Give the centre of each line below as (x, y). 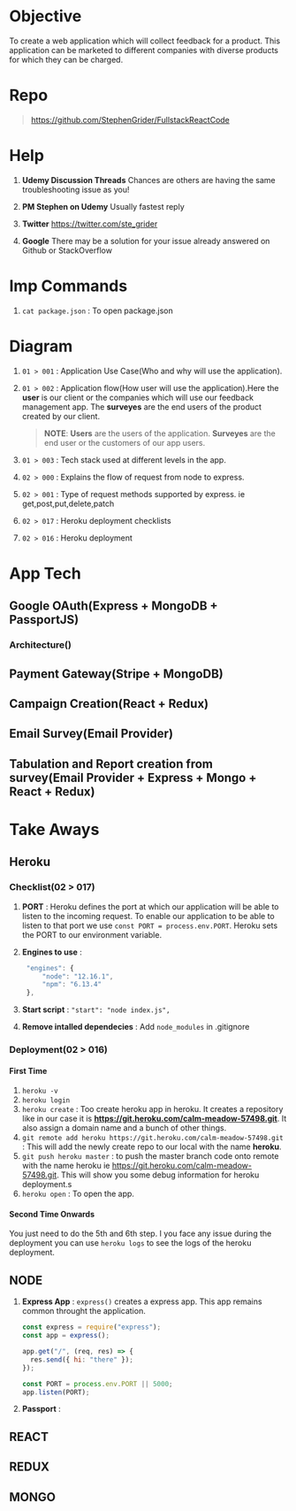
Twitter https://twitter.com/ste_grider (90, 224)
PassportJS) (44, 620)
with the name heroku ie (66, 1166)
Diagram (41, 346)
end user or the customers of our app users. (125, 442)
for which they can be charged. (66, 59)
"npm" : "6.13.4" (72, 985)
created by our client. (61, 416)
